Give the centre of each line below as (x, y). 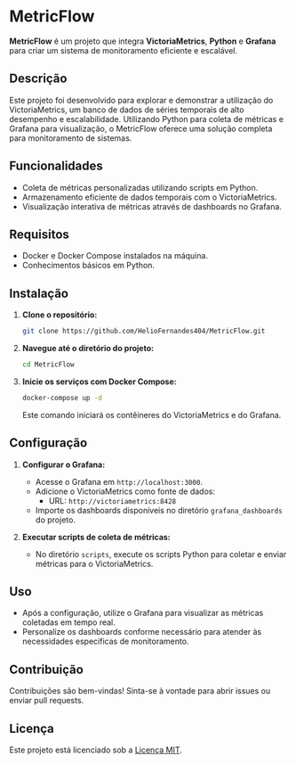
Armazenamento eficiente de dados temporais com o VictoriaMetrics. (149, 197)
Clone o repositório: (60, 315)
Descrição (38, 79)
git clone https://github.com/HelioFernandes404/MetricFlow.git (144, 332)
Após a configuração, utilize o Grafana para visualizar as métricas (143, 613)
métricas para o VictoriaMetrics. (94, 563)
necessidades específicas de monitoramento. (105, 641)
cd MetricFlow (48, 365)
